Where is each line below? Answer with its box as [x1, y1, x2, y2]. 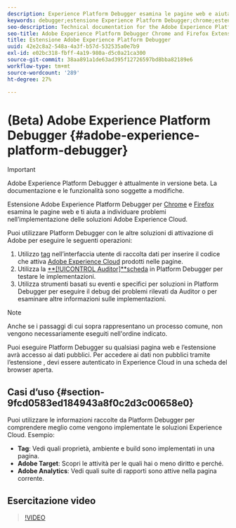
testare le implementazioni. [17, 272, 96, 281]
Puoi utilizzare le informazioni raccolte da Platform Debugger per [7, 416, 195, 425]
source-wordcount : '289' [7, 69, 80, 76]
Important [7, 165, 36, 174]
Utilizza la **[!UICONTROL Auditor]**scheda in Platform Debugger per [17, 265, 223, 273]
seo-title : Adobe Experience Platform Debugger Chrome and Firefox [7, 30, 209, 37]
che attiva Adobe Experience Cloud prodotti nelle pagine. [17, 258, 184, 266]
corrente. [17, 474, 44, 483]
